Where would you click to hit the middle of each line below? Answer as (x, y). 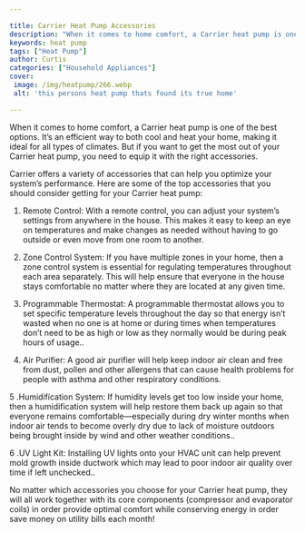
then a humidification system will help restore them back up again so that (146, 406)
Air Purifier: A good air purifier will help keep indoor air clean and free (152, 360)
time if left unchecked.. (52, 472)
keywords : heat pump (49, 43)
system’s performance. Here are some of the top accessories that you (140, 183)
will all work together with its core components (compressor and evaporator (151, 499)
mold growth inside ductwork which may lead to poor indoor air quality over (151, 462)
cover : (22, 77)
